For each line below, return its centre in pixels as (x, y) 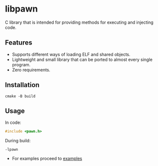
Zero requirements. (31, 70)
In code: (13, 122)
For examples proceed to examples (47, 159)
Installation (22, 85)
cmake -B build (20, 96)
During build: (18, 141)
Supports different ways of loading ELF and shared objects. (71, 54)
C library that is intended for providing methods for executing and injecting (79, 22)
